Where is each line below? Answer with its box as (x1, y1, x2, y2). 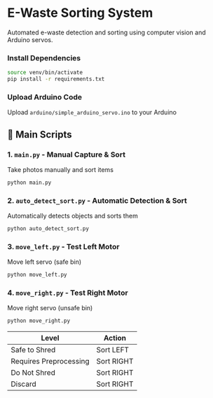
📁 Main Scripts (7, 128, 72, 140)
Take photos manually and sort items (7, 165, 114, 173)
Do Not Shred (11, 368, 56, 378)
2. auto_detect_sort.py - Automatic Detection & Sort (7, 195, 188, 205)
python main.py (7, 179, 52, 186)
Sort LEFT (96, 345, 130, 355)
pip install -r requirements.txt (7, 76, 105, 83)
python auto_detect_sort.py (7, 225, 90, 232)
